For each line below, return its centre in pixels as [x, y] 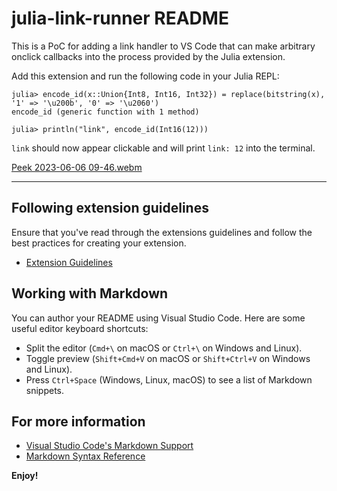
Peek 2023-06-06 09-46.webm [77, 167]
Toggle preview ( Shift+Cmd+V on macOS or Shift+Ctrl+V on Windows [168, 358]
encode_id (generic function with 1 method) [105, 112]
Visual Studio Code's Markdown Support [109, 446]
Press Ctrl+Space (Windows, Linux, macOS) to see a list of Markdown [169, 379]
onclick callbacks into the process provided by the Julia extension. [148, 56]
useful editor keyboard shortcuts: [80, 328]
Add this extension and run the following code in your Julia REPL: [145, 76]
